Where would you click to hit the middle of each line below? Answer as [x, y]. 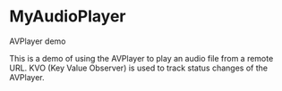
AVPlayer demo [38, 41]
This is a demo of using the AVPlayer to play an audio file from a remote [141, 58]
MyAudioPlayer [68, 17]
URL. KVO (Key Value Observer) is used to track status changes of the [139, 68]
